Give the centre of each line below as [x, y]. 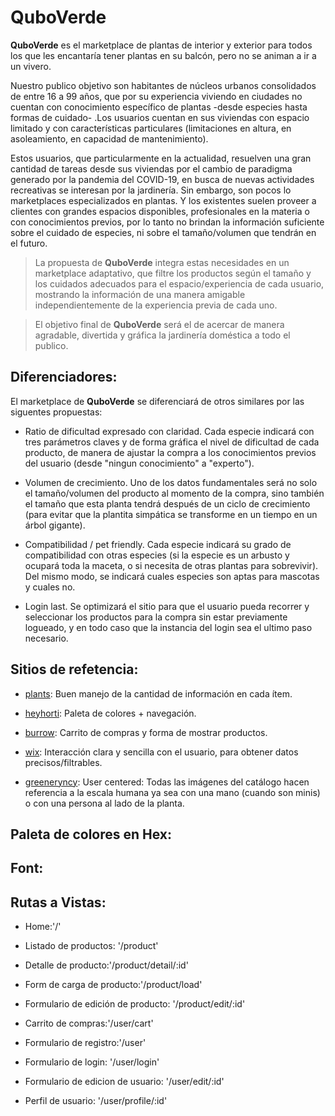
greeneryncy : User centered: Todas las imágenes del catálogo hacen [167, 782]
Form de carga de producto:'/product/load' [113, 985]
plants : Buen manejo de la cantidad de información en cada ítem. [158, 693]
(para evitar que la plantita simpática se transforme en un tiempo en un [171, 514]
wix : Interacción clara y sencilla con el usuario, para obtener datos [161, 752]
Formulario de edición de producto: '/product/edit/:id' [135, 1004]
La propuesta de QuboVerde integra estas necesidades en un [162, 262]
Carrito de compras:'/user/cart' [89, 1023]
